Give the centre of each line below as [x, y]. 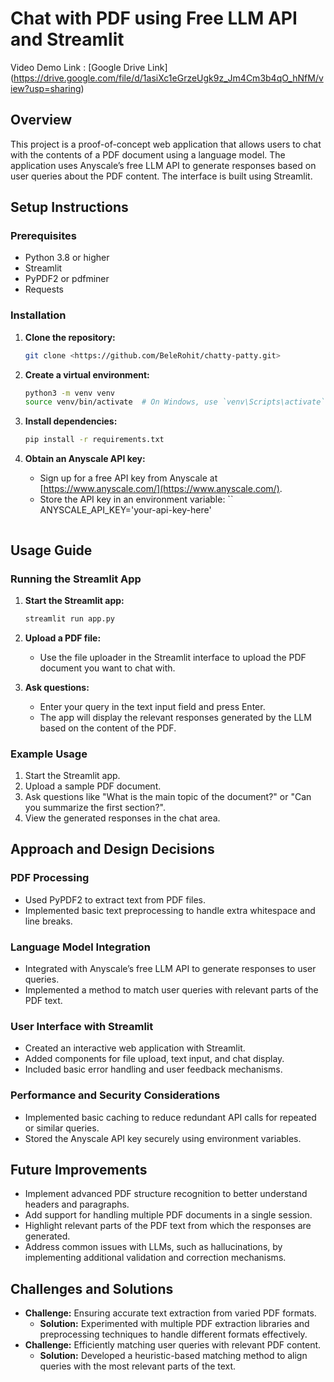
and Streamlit [67, 39]
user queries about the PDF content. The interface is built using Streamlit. [161, 176]
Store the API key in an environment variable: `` [136, 499]
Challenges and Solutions [92, 1288]
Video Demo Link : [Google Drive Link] [89, 67]
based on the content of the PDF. [108, 728]
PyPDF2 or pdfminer [67, 279]
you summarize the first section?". [95, 808]
